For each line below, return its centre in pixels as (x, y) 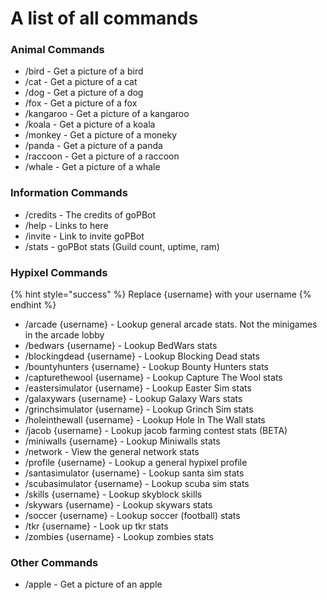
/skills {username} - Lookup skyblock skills (113, 494)
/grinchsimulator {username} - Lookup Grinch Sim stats (139, 409)
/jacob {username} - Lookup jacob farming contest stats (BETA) (156, 431)
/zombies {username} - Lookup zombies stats (119, 537)
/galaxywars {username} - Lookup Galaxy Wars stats (133, 399)
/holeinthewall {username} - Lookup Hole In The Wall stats (145, 420)
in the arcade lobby (64, 335)
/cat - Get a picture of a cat (81, 82)
